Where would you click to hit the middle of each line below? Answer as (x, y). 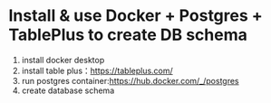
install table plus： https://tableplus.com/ (97, 70)
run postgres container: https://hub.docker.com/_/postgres (130, 80)
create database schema (68, 90)
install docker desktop (63, 60)
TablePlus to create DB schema (128, 35)
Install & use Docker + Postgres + (136, 16)
